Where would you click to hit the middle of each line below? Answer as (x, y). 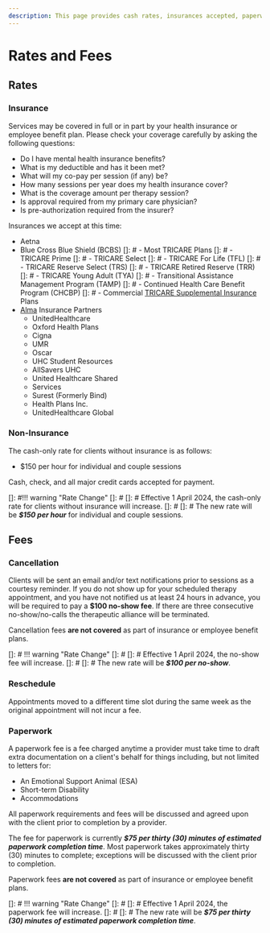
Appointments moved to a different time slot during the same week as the (130, 701)
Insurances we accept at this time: (65, 226)
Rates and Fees (60, 55)
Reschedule (32, 684)
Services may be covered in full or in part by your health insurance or (123, 126)
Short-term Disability (55, 790)
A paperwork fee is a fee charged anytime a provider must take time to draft (134, 748)
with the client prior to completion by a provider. (88, 823)
